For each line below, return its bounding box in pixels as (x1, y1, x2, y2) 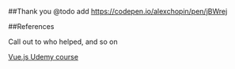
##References (8, 22, 55, 31)
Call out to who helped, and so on (8, 37, 118, 46)
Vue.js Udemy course (8, 53, 79, 61)
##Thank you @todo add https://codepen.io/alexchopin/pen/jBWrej (8, 7, 228, 16)
